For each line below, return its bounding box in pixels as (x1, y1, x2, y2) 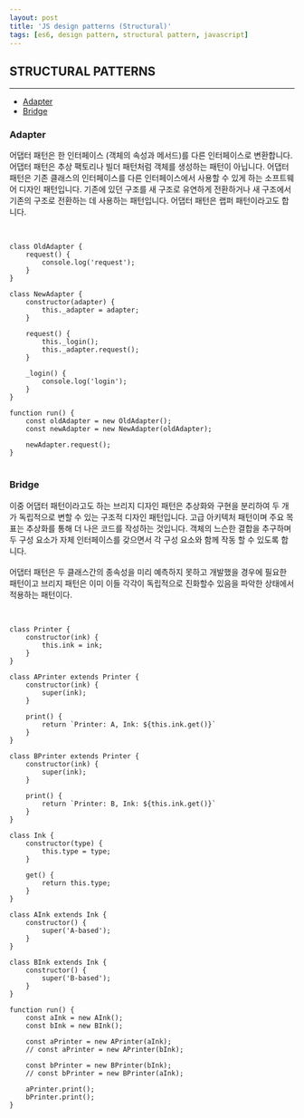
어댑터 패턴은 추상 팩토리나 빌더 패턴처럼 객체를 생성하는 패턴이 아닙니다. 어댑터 (9, 161, 290, 172)
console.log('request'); (42, 258, 136, 267)
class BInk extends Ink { (9, 958, 107, 967)
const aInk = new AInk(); (25, 1013, 124, 1022)
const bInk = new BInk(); (25, 1021, 124, 1030)
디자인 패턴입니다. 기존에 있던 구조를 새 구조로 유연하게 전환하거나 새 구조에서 (18, 184, 292, 195)
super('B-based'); (42, 973, 111, 983)
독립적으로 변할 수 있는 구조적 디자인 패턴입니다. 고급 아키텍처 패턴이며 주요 (18, 511, 285, 522)
